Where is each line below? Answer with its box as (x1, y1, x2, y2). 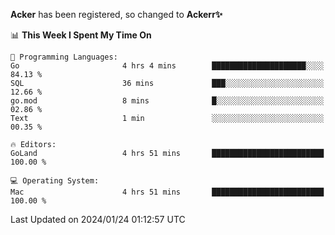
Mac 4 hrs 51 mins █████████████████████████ (10, 187, 325, 197)
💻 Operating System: (10, 176, 100, 186)
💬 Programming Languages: (10, 52, 118, 62)
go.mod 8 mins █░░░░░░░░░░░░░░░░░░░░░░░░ (10, 96, 325, 106)
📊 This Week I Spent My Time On (10, 29, 152, 41)
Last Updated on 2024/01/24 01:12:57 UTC (10, 214, 186, 225)
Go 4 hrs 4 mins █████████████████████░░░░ (10, 61, 325, 71)
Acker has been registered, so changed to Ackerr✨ (10, 9, 223, 20)
